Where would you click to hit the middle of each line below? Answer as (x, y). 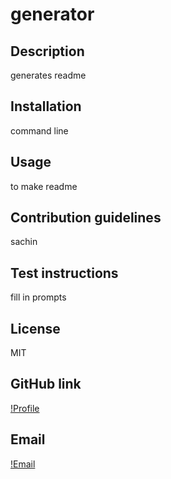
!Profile (25, 408)
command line (39, 130)
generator (52, 14)
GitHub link (46, 384)
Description (47, 51)
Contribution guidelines (86, 218)
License (35, 328)
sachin (24, 242)
